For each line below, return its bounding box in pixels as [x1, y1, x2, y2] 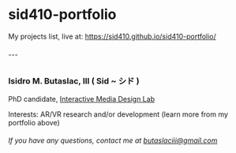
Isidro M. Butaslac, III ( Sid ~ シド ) [8, 76, 140, 87]
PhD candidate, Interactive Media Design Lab [8, 94, 155, 103]
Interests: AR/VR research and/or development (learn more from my [8, 109, 229, 119]
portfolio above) [8, 118, 61, 127]
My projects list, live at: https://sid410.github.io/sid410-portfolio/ [8, 32, 217, 41]
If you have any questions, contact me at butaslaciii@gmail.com [8, 136, 218, 145]
